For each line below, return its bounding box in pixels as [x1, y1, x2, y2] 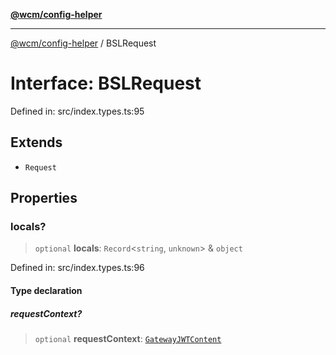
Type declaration [10, 285, 83, 297]
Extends [10, 134, 63, 151]
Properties [10, 190, 78, 207]
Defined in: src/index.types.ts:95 [10, 105, 145, 117]
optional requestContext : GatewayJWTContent [34, 333, 222, 344]
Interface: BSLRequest [10, 72, 202, 95]
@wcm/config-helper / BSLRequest [10, 37, 157, 49]
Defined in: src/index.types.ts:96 [10, 262, 145, 274]
